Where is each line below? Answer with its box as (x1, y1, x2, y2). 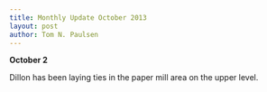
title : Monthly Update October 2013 (9, 13, 147, 23)
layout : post (9, 22, 59, 31)
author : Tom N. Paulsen (9, 30, 99, 39)
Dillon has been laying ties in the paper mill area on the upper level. (9, 72, 259, 83)
